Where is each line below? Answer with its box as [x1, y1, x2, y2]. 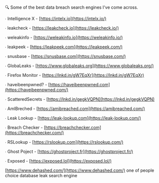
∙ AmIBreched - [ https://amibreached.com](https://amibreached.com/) [5, 106, 145, 111]
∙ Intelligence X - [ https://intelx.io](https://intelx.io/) [5, 16, 107, 21]
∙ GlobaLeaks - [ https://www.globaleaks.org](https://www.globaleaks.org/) [5, 63, 154, 69]
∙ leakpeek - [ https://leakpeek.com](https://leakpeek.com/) [5, 44, 123, 50]
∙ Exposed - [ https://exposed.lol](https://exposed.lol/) [5, 158, 112, 164]
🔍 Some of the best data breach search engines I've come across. [5, 4, 138, 10]
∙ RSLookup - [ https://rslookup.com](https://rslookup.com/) [5, 139, 124, 145]
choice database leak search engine [5, 173, 78, 178]
